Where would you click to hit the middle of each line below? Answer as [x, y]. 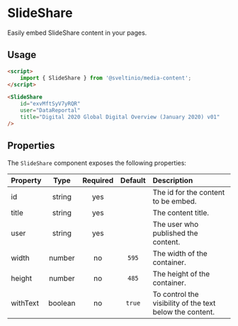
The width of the [180, 253]
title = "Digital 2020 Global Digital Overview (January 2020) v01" [120, 117]
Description [173, 180]
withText [25, 303]
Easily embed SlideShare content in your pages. [77, 33]
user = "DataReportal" [50, 111]
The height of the [181, 274]
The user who [176, 224]
